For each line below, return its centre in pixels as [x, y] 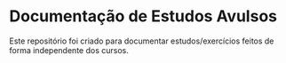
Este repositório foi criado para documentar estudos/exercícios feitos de [142, 41]
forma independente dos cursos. [69, 50]
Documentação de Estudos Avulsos [143, 16]
